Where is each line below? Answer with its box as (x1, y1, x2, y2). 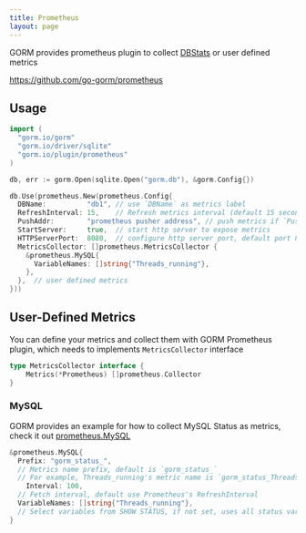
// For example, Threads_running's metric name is (17, 473, 214, 483)
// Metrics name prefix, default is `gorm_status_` (17, 465, 219, 474)
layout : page (9, 22, 59, 31)
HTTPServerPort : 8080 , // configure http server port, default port (17, 233, 291, 242)
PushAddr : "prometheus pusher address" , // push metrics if (17, 217, 280, 226)
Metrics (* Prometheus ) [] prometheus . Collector (25, 370, 202, 379)
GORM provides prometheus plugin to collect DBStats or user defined (9, 46, 270, 57)
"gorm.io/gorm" (17, 133, 76, 142)
